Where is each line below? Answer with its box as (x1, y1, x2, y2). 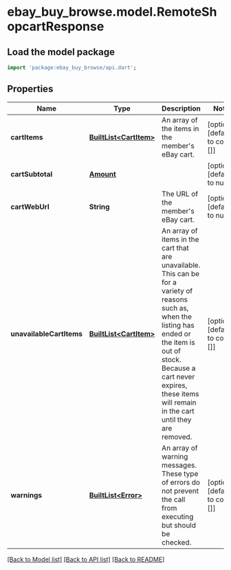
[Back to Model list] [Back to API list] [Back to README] (7, 555, 165, 563)
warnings (10, 490, 43, 500)
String (89, 202, 110, 212)
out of (161, 346, 181, 356)
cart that (161, 243, 189, 253)
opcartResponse (7, 19, 104, 34)
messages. (161, 460, 197, 470)
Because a (161, 363, 196, 373)
